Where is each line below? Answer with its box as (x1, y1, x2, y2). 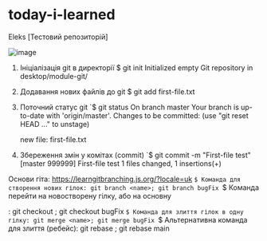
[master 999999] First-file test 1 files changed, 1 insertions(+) (19, 158, 222, 168)
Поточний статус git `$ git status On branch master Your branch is (19, 102, 239, 112)
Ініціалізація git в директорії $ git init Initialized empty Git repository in (19, 62, 253, 73)
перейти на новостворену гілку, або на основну (8, 191, 171, 200)
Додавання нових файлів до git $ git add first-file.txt (19, 86, 195, 97)
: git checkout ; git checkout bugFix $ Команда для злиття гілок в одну (8, 206, 245, 216)
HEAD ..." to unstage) (19, 119, 90, 128)
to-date (19, 110, 45, 120)
